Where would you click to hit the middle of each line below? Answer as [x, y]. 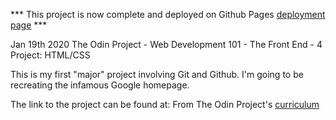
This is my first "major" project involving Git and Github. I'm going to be [157, 74]
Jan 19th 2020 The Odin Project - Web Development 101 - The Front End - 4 [166, 44]
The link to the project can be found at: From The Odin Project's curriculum [165, 104]
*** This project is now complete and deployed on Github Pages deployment [168, 14]
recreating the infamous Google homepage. [100, 85]
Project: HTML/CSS [50, 55]
